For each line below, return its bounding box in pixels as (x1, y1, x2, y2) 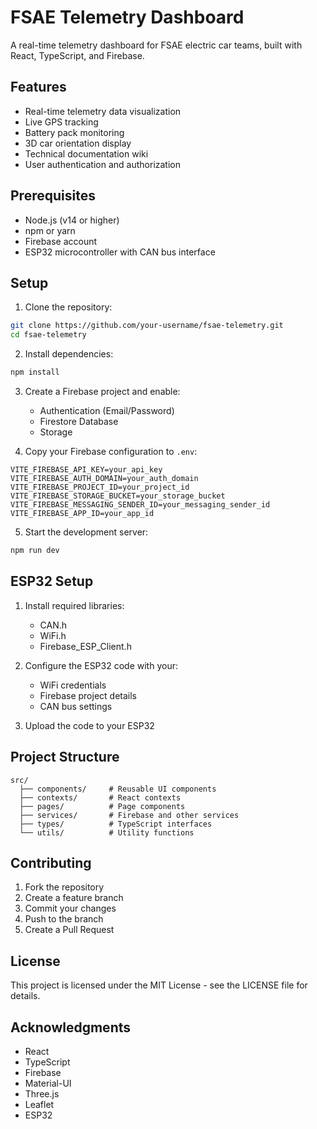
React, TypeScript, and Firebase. (10, 49, 145, 61)
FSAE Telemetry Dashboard (10, 6, 245, 29)
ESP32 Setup (10, 573, 94, 590)
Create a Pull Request (24, 924, 115, 936)
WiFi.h (39, 629, 67, 641)
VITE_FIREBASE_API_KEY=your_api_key (10, 465, 163, 475)
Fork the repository (24, 881, 105, 893)
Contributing (10, 854, 92, 871)
